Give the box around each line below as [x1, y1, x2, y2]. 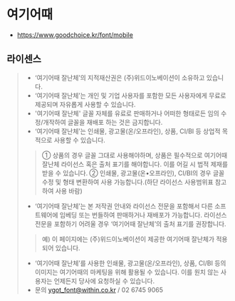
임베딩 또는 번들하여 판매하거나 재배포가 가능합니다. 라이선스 [59, 210, 227, 219]
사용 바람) [55, 186, 83, 195]
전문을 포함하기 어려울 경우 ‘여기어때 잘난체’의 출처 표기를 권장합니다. [34, 219, 226, 228]
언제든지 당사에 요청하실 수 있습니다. [53, 276, 155, 285]
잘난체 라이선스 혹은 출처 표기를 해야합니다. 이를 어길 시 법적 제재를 [41, 160, 229, 168]
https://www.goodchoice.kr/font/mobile [16, 30, 133, 39]
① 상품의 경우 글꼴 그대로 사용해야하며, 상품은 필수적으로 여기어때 [41, 150, 228, 159]
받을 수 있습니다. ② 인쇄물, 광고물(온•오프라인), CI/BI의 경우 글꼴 [41, 168, 225, 177]
